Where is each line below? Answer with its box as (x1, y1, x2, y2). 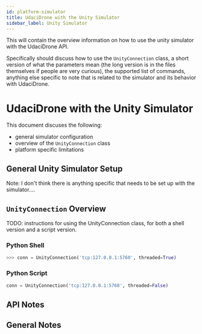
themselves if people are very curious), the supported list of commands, (6, 68, 186, 75)
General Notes (6, 320, 62, 330)
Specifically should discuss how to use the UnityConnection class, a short (6, 55, 189, 62)
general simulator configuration (14, 133, 93, 141)
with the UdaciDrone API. (6, 43, 69, 50)
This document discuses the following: (6, 121, 103, 129)
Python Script (6, 269, 48, 278)
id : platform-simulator (6, 8, 66, 15)
